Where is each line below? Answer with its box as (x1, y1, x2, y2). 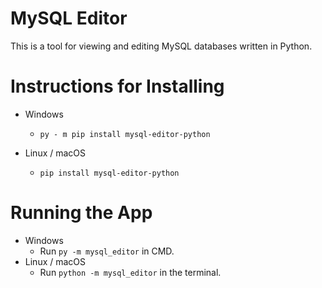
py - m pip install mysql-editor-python (39, 129, 211, 139)
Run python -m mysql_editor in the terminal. (39, 266, 222, 278)
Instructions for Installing (10, 75, 225, 98)
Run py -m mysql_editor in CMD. (39, 245, 175, 257)
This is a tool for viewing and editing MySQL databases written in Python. (10, 40, 313, 52)
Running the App (10, 202, 153, 224)
